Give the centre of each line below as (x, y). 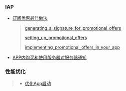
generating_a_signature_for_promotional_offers (73, 28)
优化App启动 (38, 83)
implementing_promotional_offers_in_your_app (72, 47)
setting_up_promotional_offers (56, 38)
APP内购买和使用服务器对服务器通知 (50, 57)
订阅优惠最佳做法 (30, 18)
